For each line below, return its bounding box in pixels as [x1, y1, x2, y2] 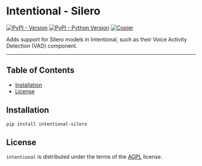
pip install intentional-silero [6, 121, 87, 127]
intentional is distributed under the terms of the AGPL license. [6, 153, 162, 161]
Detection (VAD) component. [6, 42, 78, 49]
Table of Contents [6, 65, 75, 76]
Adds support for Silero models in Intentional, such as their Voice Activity [6, 35, 188, 43]
